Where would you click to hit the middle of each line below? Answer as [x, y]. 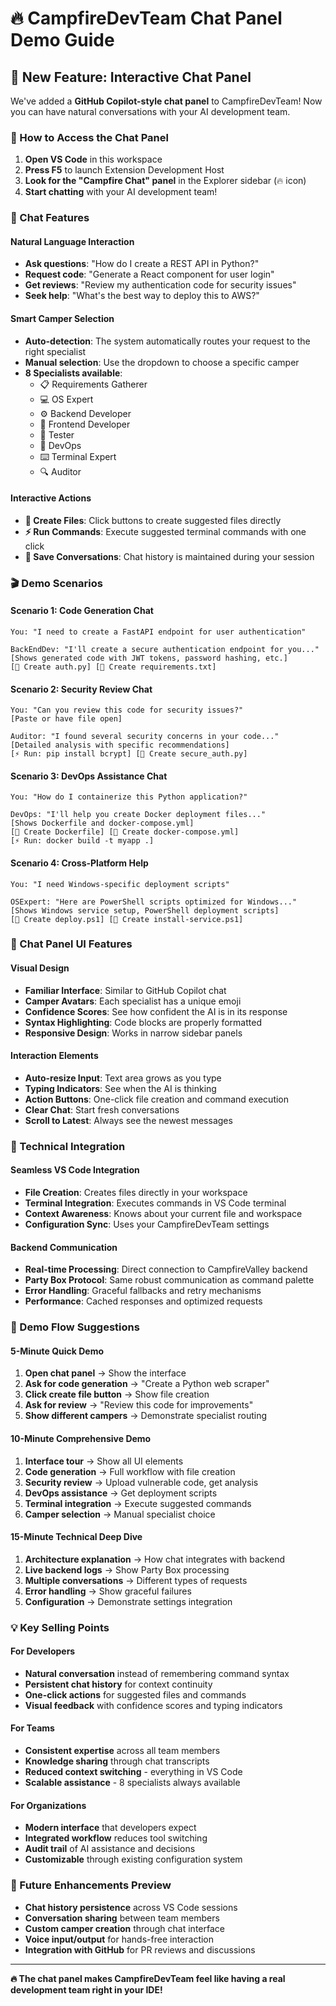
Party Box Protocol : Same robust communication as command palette [169, 1280]
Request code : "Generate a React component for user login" [149, 274]
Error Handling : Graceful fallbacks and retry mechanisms [143, 1291]
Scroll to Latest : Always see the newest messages [128, 1120]
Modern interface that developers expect [110, 1828]
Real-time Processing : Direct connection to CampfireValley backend [166, 1269]
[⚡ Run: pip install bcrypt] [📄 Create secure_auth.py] [129, 754]
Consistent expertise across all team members [122, 1751]
